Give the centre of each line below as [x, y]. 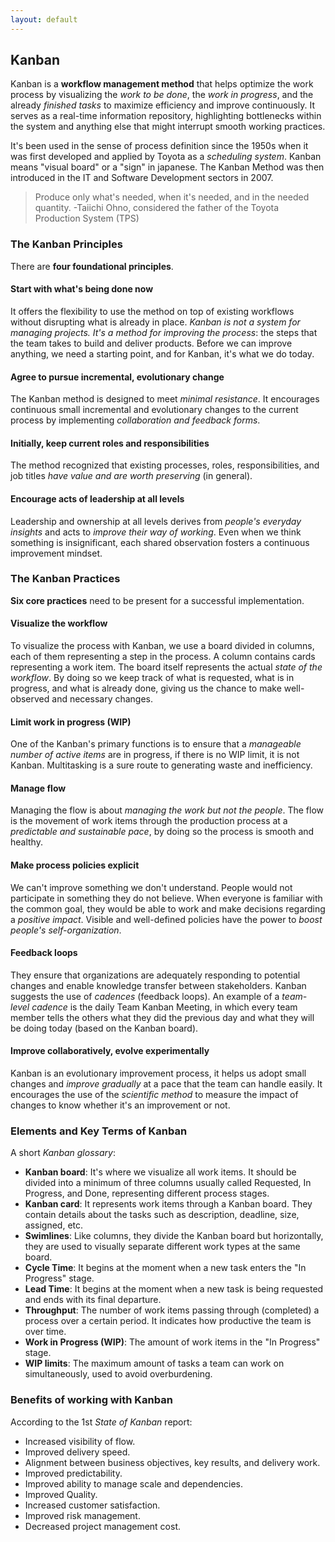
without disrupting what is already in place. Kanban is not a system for [155, 322]
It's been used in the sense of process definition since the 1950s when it [159, 146]
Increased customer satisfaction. [92, 1505]
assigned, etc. [54, 1225]
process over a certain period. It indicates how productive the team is [168, 1321]
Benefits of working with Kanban [91, 1400]
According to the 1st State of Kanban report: [101, 1422]
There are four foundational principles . [92, 266]
